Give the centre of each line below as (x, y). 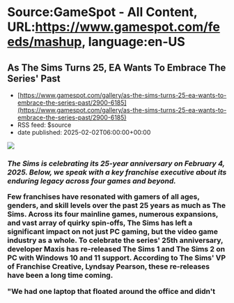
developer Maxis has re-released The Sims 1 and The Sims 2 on (116, 249)
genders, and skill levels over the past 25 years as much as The (117, 205)
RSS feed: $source (44, 125)
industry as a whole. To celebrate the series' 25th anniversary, (115, 240)
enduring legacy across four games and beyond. (92, 181)
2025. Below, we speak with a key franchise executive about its (117, 172)
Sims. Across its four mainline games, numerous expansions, (113, 214)
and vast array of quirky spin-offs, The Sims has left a (100, 223)
